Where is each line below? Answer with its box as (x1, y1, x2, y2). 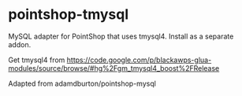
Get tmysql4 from (8, 55, 65, 65)
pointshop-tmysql (8, 6, 129, 24)
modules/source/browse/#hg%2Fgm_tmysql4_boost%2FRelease (8, 63, 220, 72)
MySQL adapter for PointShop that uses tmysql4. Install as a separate (8, 31, 234, 41)
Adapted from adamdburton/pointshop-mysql (8, 79, 156, 88)
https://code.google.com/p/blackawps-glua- (66, 55, 212, 65)
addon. (8, 39, 32, 49)
